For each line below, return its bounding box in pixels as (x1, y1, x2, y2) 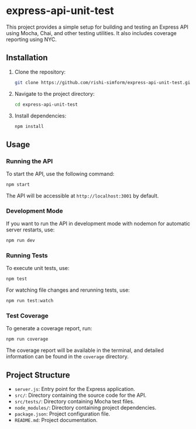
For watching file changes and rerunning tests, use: (6, 286, 130, 293)
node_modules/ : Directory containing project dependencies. (14, 404, 157, 411)
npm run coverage (6, 336, 49, 342)
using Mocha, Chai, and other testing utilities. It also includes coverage (6, 29, 177, 36)
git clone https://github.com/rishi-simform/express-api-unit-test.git (14, 79, 193, 85)
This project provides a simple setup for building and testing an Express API (6, 23, 189, 30)
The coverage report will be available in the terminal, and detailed (6, 347, 164, 354)
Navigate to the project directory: (14, 90, 95, 97)
